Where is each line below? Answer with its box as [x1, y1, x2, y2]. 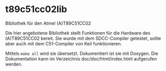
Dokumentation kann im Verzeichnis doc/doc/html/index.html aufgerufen [5, 55, 157, 61]
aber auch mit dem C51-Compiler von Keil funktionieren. [5, 40, 122, 46]
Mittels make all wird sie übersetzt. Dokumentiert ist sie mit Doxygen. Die [5, 50, 158, 56]
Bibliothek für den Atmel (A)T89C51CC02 [5, 20, 91, 26]
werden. [5, 61, 23, 67]
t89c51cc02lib [5, 4, 67, 15]
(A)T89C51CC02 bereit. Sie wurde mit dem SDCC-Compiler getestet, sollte [5, 35, 161, 41]
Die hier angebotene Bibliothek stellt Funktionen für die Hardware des [5, 30, 151, 36]
